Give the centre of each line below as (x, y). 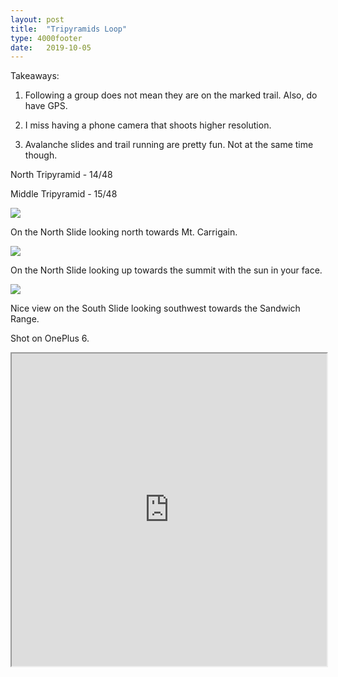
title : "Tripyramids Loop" (69, 29)
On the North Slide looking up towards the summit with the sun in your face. (166, 270)
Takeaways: (35, 76)
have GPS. (46, 106)
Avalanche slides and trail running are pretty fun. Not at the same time (169, 145)
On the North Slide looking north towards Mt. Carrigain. (124, 232)
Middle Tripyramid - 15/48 (64, 194)
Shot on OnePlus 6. (50, 338)
